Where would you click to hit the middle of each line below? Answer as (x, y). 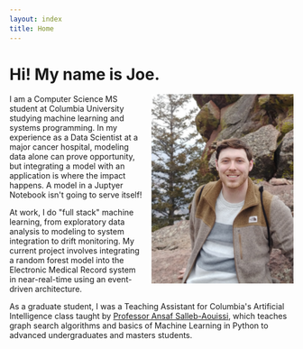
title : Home (32, 28)
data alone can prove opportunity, (72, 157)
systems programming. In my (64, 128)
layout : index (36, 19)
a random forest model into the (67, 261)
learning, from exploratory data (67, 222)
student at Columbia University (67, 109)
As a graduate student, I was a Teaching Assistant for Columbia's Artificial (147, 307)
